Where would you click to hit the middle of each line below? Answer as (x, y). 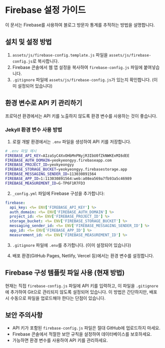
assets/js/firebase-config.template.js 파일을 (60, 55)
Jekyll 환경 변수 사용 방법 (34, 130)
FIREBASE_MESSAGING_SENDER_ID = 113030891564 (51, 174)
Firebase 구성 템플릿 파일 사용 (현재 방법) (65, 273)
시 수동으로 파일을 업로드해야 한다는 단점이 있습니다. (55, 298)
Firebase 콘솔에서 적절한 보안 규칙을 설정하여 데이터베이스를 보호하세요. (82, 334)
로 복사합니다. (46, 61)
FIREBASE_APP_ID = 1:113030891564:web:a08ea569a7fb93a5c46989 (69, 179)
